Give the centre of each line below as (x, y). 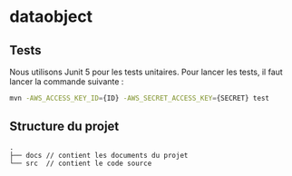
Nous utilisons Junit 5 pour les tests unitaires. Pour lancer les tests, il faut (146, 72)
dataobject (51, 17)
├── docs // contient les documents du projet (99, 155)
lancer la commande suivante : (67, 82)
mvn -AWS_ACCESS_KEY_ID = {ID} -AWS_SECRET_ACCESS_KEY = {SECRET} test (140, 98)
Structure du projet (64, 127)
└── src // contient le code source (81, 163)
